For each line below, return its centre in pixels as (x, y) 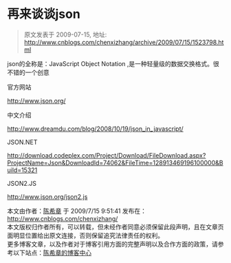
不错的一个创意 (28, 72)
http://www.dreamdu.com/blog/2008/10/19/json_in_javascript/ (95, 129)
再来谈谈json (44, 14)
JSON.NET (22, 142)
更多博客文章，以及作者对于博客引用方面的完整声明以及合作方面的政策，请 (112, 244)
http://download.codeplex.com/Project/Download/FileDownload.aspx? (107, 155)
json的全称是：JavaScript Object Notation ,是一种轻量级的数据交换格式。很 (113, 63)
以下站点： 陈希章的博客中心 (52, 253)
